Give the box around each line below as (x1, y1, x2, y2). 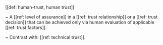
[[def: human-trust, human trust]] (5, 4, 75, 10)
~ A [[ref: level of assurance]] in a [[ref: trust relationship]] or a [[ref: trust (5, 14, 158, 19)
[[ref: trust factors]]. (5, 24, 47, 30)
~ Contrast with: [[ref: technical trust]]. (5, 34, 86, 40)
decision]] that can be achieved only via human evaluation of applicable (5, 19, 155, 25)
